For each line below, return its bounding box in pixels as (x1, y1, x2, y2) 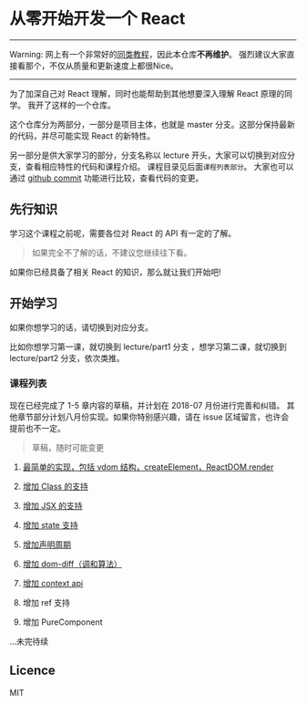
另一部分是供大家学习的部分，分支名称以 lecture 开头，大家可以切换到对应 (9, 150, 288, 161)
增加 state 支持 (22, 519, 79, 530)
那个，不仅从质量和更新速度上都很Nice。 (25, 60, 179, 71)
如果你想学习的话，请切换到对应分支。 (9, 321, 153, 333)
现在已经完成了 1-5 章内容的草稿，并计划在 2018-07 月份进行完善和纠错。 (9, 399, 285, 410)
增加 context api (22, 577, 84, 588)
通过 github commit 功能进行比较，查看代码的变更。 (9, 172, 204, 183)
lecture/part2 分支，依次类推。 (9, 352, 125, 363)
